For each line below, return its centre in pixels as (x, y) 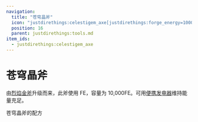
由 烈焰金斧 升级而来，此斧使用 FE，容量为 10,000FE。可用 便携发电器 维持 (94, 93)
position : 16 (27, 28)
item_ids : (18, 39)
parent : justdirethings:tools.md (52, 34)
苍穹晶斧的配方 (24, 113)
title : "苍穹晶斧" (32, 17)
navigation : (21, 11)
